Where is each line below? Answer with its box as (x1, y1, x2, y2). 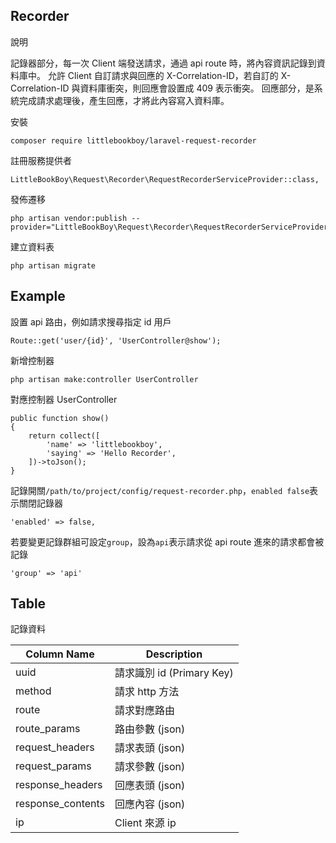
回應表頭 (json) (114, 779, 186, 793)
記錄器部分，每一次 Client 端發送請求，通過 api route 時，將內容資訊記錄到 (10, 57, 317, 69)
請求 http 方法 (114, 685, 180, 699)
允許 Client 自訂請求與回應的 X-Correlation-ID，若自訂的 (47, 69, 279, 81)
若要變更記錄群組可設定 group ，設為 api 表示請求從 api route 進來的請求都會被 (10, 535, 325, 548)
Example (10, 288, 66, 305)
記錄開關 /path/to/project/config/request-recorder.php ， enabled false (10, 484, 310, 496)
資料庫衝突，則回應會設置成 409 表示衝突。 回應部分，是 (79, 82, 315, 94)
